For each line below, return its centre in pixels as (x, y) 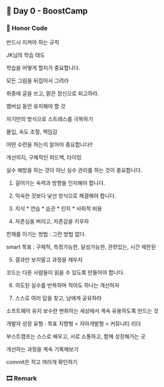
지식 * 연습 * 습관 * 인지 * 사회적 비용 (58, 208)
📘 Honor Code (27, 28)
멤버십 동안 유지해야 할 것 (36, 106)
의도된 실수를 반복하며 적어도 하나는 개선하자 (67, 285)
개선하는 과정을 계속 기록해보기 (43, 349)
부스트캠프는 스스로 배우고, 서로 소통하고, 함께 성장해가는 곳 (76, 336)
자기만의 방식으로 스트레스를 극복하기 (50, 119)
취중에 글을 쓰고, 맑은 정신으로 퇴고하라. (53, 93)
